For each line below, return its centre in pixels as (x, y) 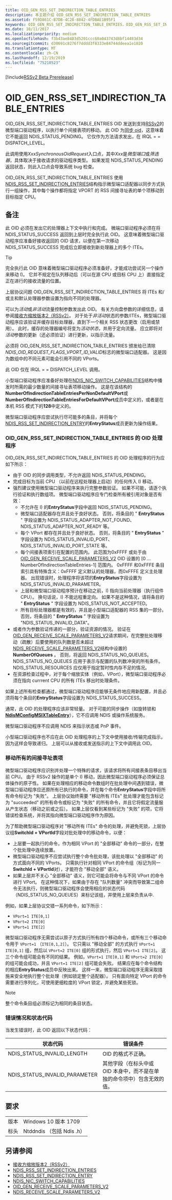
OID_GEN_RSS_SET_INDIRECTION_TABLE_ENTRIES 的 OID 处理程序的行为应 (85, 458)
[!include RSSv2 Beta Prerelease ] (40, 77)
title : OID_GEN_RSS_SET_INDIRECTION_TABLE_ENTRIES (60, 10)
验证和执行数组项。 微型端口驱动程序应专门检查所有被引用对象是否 (87, 494)
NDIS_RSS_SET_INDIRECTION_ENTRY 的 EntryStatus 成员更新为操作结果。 (83, 423)
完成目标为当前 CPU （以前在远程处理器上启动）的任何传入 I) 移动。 (84, 482)
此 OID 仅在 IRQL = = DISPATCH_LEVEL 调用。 (54, 369)
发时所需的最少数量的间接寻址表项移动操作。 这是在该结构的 (69, 387)
